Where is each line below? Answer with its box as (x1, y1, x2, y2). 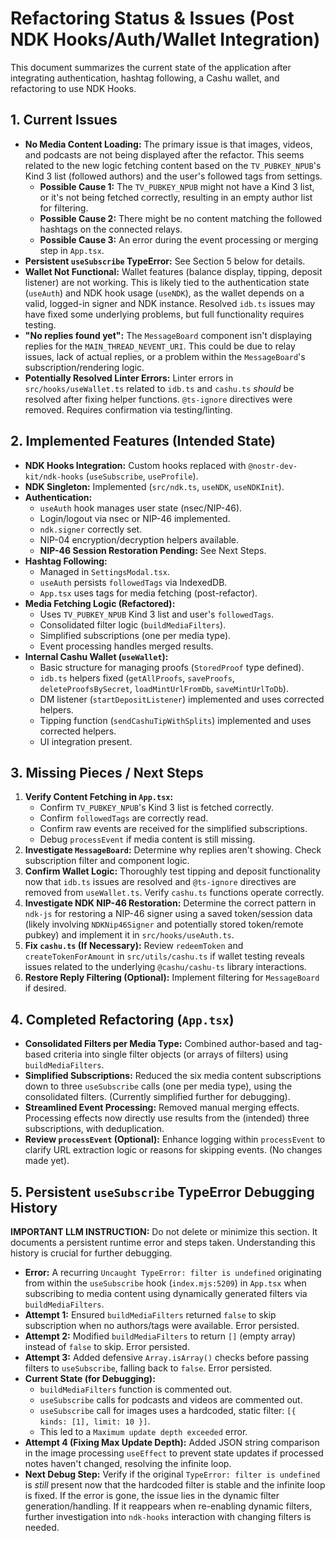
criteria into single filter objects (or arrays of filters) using (53, 1048, 289, 1061)
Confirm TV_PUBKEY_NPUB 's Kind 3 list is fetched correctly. (39, 802, 275, 814)
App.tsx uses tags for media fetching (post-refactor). (39, 587, 258, 599)
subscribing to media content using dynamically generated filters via (24, 1288, 308, 1299)
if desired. (24, 982, 67, 994)
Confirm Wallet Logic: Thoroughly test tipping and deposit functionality (24, 865, 321, 877)
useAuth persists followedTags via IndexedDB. (39, 576, 228, 588)
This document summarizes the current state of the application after (10, 61, 292, 73)
